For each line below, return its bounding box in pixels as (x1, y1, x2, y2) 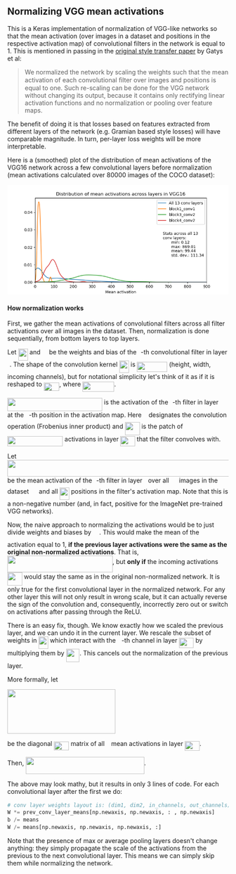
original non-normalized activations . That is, (7, 548, 139, 556)
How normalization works (7, 304, 84, 312)
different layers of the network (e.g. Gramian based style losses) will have (7, 127, 221, 136)
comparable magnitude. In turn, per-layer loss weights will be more (7, 134, 202, 143)
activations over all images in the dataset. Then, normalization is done (7, 327, 209, 335)
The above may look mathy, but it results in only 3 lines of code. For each (7, 780, 219, 788)
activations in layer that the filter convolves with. (64, 435, 221, 443)
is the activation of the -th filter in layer (104, 397, 219, 406)
